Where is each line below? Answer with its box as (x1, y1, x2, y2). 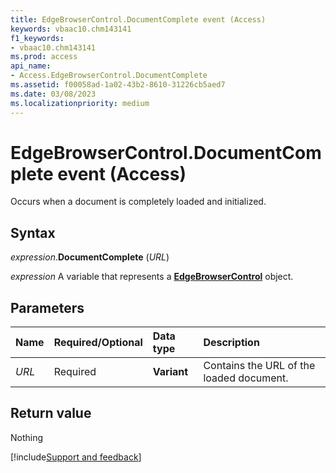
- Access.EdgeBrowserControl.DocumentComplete (10, 71, 208, 81)
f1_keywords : (10, 33, 65, 43)
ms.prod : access (10, 52, 78, 62)
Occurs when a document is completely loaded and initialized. (10, 196, 267, 208)
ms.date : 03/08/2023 (10, 89, 97, 99)
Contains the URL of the (203, 359, 316, 373)
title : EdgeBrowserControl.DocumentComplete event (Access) (10, 14, 267, 25)
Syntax (10, 224, 56, 241)
